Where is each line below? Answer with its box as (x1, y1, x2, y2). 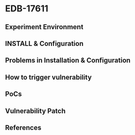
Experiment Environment (5, 23, 84, 31)
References (5, 123, 42, 132)
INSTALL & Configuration (5, 39, 84, 47)
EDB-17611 (5, 3, 48, 14)
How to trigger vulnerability (5, 73, 92, 82)
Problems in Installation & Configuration (5, 56, 131, 65)
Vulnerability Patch (5, 107, 66, 115)
